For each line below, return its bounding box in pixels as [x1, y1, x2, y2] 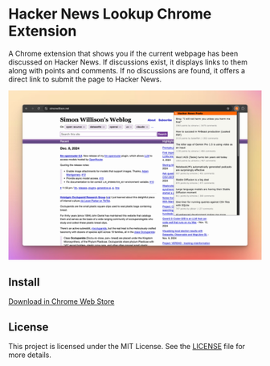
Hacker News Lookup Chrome [8, 5, 212, 23]
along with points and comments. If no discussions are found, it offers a [8, 65, 246, 75]
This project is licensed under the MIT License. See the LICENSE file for [8, 342, 246, 351]
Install [8, 276, 40, 289]
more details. [8, 350, 52, 360]
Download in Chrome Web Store [8, 297, 115, 306]
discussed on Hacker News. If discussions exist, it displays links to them [8, 57, 247, 67]
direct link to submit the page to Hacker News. [8, 74, 162, 84]
